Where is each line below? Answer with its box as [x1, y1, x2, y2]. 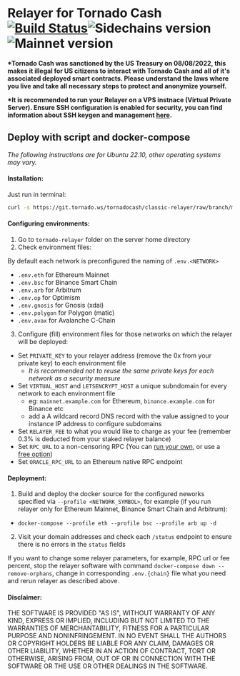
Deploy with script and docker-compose [7, 131, 191, 143]
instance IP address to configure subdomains [28, 420, 162, 428]
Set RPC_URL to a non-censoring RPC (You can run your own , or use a [17, 443, 221, 451]
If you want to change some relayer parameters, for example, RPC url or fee [7, 554, 230, 563]
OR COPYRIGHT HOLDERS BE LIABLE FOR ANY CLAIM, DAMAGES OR [7, 639, 214, 647]
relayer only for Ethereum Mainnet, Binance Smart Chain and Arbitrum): [17, 505, 229, 513]
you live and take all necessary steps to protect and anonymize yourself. [7, 81, 227, 90]
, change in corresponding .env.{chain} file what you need [52, 569, 226, 577]
